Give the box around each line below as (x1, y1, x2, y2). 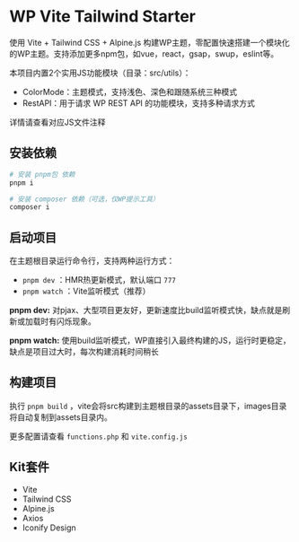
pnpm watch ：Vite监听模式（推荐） (22, 285, 151, 297)
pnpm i (9, 178, 34, 188)
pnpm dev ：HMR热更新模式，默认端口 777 (22, 275, 177, 285)
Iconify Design (22, 522, 76, 533)
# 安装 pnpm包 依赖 (9, 170, 75, 179)
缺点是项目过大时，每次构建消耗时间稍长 (9, 346, 159, 357)
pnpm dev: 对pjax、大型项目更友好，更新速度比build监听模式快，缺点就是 (9, 305, 283, 316)
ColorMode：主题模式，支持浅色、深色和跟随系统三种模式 (22, 86, 238, 97)
